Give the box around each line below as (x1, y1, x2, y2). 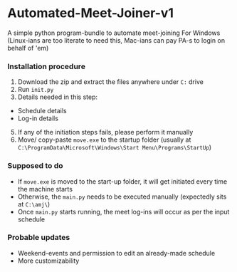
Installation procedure (7, 61, 85, 71)
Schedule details (17, 107, 67, 115)
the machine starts (17, 184, 73, 193)
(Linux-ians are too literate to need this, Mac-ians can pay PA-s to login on (7, 36, 226, 44)
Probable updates (7, 233, 70, 243)
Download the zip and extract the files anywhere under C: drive (17, 78, 204, 86)
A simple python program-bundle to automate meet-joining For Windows (7, 28, 221, 37)
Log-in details (17, 114, 59, 122)
